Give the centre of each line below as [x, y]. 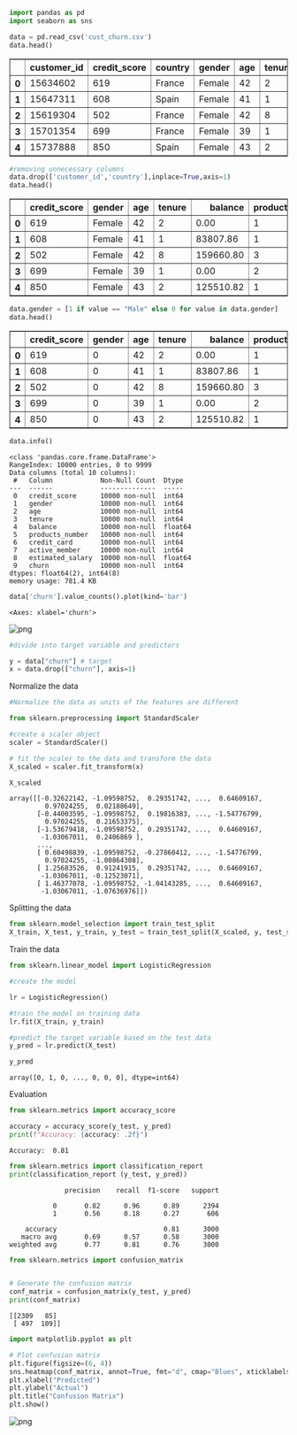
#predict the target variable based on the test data [110, 1038]
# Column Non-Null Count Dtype [98, 480]
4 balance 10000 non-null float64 [102, 526]
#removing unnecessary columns [67, 169]
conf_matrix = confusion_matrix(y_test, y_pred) [100, 1292]
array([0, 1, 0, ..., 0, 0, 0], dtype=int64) [94, 1078]
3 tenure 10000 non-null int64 [98, 519]
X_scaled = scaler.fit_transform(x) [76, 767]
